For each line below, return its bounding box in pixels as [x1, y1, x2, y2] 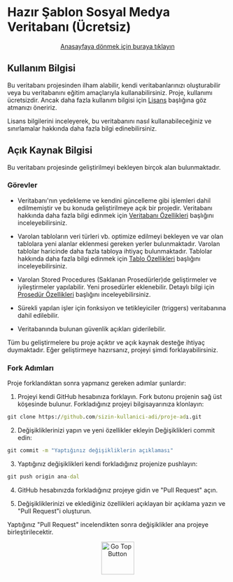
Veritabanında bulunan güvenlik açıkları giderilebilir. [17, 324, 167, 333]
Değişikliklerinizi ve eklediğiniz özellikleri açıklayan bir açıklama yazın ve [17, 499, 226, 507]
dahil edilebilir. [17, 311, 59, 319]
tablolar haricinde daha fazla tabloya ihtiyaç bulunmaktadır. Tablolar [17, 247, 213, 255]
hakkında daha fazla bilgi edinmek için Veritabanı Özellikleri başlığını [17, 211, 214, 219]
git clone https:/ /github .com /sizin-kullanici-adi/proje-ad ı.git [7, 414, 202, 421]
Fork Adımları [7, 363, 55, 372]
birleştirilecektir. [7, 528, 54, 536]
